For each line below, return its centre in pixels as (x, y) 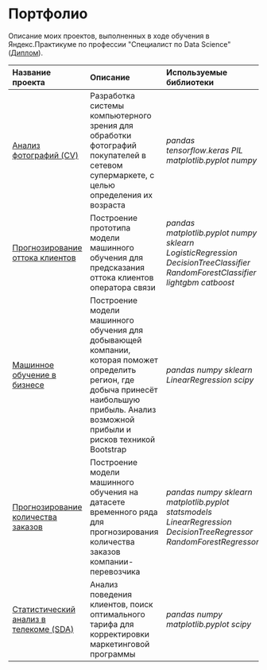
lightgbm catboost (201, 282)
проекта (29, 82)
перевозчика (115, 571)
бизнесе (29, 385)
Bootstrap (108, 449)
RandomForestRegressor (213, 541)
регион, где (112, 380)
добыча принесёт (124, 389)
